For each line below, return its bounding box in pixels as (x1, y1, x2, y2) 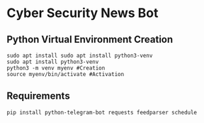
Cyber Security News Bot (6, 5, 159, 21)
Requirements (6, 90, 70, 102)
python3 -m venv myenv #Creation (6, 65, 106, 72)
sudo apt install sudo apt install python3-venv (6, 52, 153, 59)
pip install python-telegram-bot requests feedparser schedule (6, 109, 198, 116)
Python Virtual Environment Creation (6, 33, 174, 46)
